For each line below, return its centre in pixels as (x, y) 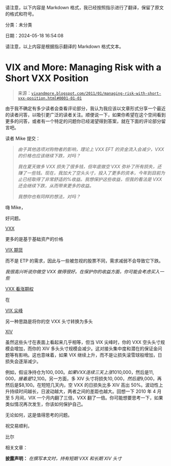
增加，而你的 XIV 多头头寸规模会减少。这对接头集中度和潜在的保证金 (86, 348)
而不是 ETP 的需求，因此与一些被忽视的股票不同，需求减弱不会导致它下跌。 (84, 261)
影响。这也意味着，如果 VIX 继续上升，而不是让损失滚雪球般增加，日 (90, 355)
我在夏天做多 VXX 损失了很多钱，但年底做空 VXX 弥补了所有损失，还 (90, 166)
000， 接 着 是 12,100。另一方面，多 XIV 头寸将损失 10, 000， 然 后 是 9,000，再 (83, 378)
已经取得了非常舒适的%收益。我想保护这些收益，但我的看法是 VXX (92, 179)
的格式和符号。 (21, 14)
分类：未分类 (19, 25)
